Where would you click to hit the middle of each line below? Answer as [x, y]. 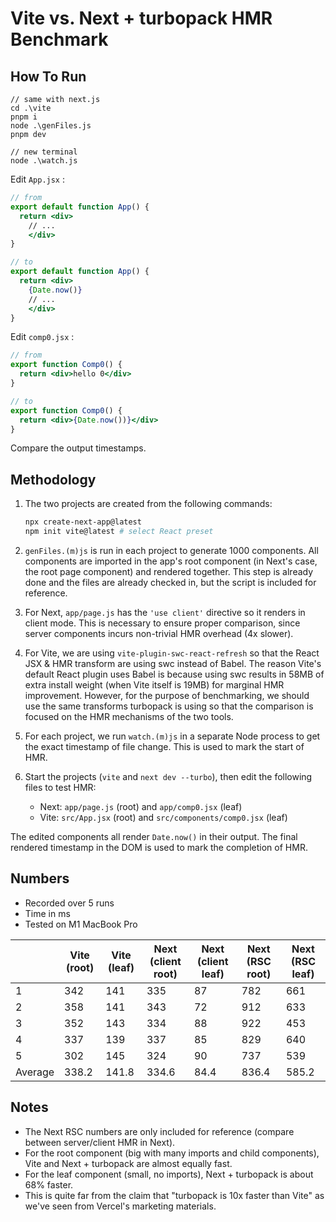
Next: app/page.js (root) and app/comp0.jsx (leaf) [141, 806]
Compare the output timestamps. [78, 448]
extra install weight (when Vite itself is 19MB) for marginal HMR [154, 684]
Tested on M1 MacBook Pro [81, 924]
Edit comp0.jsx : [42, 337]
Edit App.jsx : [38, 179]
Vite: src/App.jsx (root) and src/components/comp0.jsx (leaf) [163, 817]
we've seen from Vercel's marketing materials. [120, 1206]
